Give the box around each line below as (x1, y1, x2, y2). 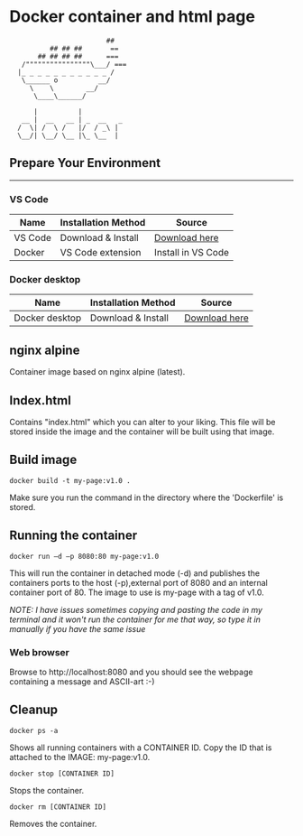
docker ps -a (9, 726, 59, 735)
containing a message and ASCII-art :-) (9, 675, 155, 687)
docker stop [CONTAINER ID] (9, 769, 115, 778)
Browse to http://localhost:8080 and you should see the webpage (9, 666, 253, 677)
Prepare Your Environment (9, 155, 161, 171)
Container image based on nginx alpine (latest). (9, 367, 186, 377)
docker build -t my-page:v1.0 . (9, 476, 131, 485)
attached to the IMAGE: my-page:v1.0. (9, 751, 151, 762)
